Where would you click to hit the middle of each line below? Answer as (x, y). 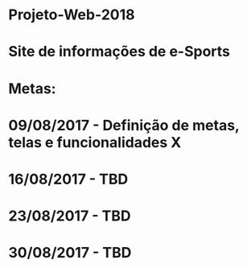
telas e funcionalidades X (95, 142)
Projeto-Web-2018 (72, 15)
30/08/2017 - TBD (70, 253)
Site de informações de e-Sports (119, 52)
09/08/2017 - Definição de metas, (124, 125)
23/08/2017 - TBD (70, 216)
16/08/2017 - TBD (68, 179)
